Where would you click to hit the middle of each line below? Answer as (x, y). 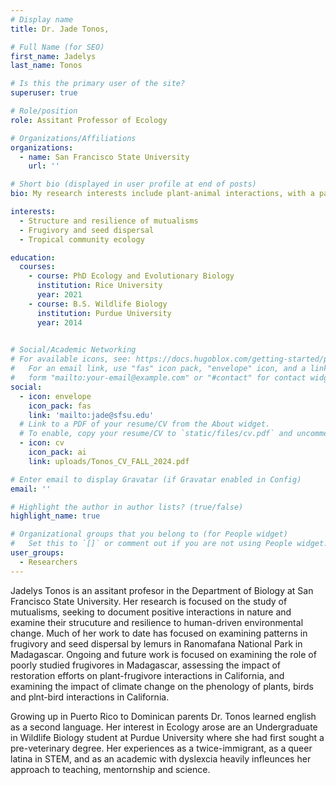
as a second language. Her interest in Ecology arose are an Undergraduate (164, 727)
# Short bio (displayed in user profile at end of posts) (133, 184)
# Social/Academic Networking (73, 350)
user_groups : (37, 553)
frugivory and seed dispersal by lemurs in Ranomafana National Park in (156, 643)
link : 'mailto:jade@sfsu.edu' (91, 415)
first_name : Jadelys (53, 56)
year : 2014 (59, 322)
